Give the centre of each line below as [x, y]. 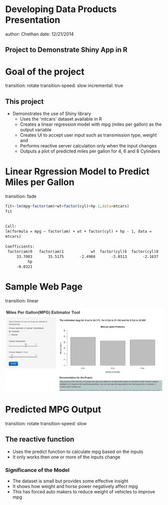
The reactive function [40, 440]
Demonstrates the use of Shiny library [52, 114]
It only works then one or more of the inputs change [66, 457]
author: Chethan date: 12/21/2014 [39, 34]
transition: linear [22, 300]
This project [24, 101]
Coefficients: [20, 246]
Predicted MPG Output [53, 410]
